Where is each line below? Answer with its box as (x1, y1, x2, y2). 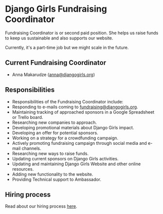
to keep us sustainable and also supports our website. (5, 35, 113, 41)
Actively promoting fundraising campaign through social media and (12, 140, 147, 146)
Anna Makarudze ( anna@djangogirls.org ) (12, 72, 95, 78)
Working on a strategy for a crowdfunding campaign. (12, 135, 118, 141)
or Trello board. (12, 114, 43, 120)
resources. (12, 166, 34, 172)
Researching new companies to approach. (12, 119, 97, 125)
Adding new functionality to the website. (12, 171, 93, 177)
